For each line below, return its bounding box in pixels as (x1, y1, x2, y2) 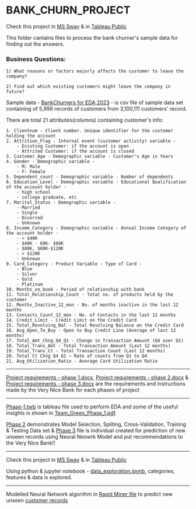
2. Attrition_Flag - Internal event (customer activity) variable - (6, 138, 176, 144)
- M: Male (16, 164, 41, 170)
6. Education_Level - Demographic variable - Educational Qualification (6, 179, 187, 185)
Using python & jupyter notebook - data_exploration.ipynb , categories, (6, 467, 175, 474)
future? (6, 89, 25, 95)
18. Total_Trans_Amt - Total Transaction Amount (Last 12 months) (6, 343, 171, 349)
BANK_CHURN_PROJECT (6, 4, 131, 17)
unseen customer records (6, 497, 68, 504)
